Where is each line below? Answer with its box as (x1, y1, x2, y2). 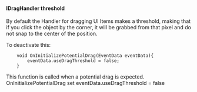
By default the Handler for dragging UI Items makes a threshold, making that (6, 18, 191, 25)
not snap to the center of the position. (6, 30, 98, 38)
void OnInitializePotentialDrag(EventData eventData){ (16, 53, 154, 59)
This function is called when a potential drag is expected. (6, 73, 145, 80)
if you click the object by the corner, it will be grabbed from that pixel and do (6, 24, 191, 31)
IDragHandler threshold (6, 5, 65, 12)
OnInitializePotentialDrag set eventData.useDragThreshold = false (6, 80, 165, 87)
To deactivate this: (6, 42, 51, 49)
